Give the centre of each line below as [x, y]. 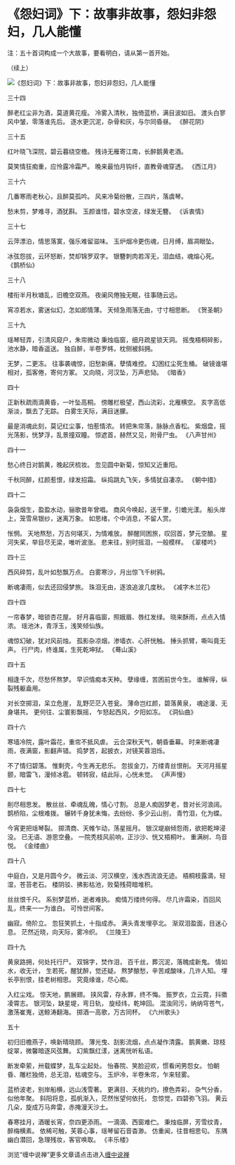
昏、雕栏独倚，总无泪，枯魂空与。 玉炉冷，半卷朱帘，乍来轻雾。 [100, 1074]
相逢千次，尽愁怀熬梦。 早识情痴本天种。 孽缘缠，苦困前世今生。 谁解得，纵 [117, 679]
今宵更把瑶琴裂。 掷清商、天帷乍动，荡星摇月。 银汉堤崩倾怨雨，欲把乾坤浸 [116, 828]
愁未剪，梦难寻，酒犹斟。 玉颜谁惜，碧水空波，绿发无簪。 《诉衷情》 [107, 211]
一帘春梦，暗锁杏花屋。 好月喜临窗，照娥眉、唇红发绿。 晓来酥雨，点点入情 [116, 617]
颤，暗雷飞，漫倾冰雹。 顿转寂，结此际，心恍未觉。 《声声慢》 [98, 774]
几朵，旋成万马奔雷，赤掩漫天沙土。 [60, 1107]
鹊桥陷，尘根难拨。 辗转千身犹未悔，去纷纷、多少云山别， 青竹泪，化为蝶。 [116, 813]
